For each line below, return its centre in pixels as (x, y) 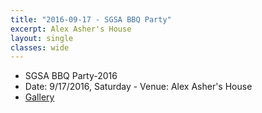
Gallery (39, 97)
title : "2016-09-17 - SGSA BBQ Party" (91, 19)
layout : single (42, 38)
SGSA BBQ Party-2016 (71, 76)
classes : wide (40, 47)
